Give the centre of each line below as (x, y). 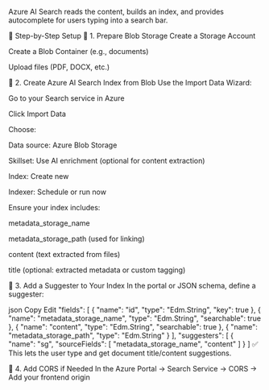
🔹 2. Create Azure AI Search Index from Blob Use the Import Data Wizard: (130, 83)
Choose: (22, 129)
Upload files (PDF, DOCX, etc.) (59, 67)
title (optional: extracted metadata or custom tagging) (97, 270)
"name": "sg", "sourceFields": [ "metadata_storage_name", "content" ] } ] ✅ (133, 344)
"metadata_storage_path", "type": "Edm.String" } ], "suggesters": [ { (121, 335)
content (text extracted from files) (64, 254)
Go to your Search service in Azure (66, 98)
